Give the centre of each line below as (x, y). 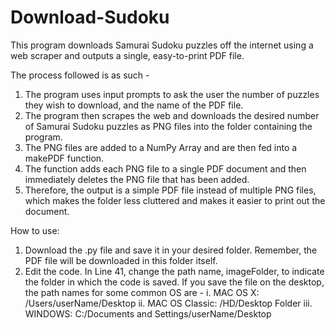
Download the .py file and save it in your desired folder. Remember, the (171, 250)
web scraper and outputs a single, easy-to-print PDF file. (127, 55)
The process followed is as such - (80, 75)
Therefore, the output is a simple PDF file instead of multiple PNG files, (170, 190)
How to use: (35, 230)
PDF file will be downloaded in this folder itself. (121, 260)
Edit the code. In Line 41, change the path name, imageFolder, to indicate (174, 271)
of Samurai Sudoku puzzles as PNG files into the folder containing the (168, 126)
